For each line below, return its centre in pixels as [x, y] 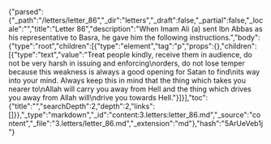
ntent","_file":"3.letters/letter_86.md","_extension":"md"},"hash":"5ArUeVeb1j [136, 123]
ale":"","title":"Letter [42, 29]
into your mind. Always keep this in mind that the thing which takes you [127, 80]
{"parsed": [26, 12]
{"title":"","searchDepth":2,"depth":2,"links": [82, 106]
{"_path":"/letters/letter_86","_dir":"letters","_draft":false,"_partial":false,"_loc [136, 20]
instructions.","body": [225, 37]
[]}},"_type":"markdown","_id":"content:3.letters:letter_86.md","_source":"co [135, 115]
